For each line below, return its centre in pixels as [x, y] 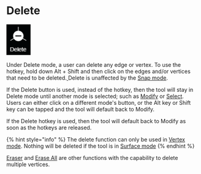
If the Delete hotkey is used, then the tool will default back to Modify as [96, 121]
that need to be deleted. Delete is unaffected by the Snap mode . [87, 78]
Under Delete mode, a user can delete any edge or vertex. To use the [94, 64]
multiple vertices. [28, 164]
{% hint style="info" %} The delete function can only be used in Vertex [96, 139]
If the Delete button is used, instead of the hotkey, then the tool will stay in [100, 89]
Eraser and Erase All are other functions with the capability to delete [92, 157]
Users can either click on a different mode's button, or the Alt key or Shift [99, 102]
